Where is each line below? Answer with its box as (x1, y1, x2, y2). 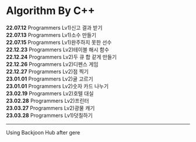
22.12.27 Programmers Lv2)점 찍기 (6, 68, 89, 75)
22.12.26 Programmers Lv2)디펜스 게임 (6, 60, 99, 68)
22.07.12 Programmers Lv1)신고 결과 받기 (6, 24, 103, 31)
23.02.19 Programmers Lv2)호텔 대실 (6, 89, 94, 97)
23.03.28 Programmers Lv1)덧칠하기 (6, 112, 93, 119)
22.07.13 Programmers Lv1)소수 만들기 (6, 31, 97, 39)
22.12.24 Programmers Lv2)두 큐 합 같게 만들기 (6, 53, 117, 60)
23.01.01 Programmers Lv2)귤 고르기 (6, 75, 93, 82)
